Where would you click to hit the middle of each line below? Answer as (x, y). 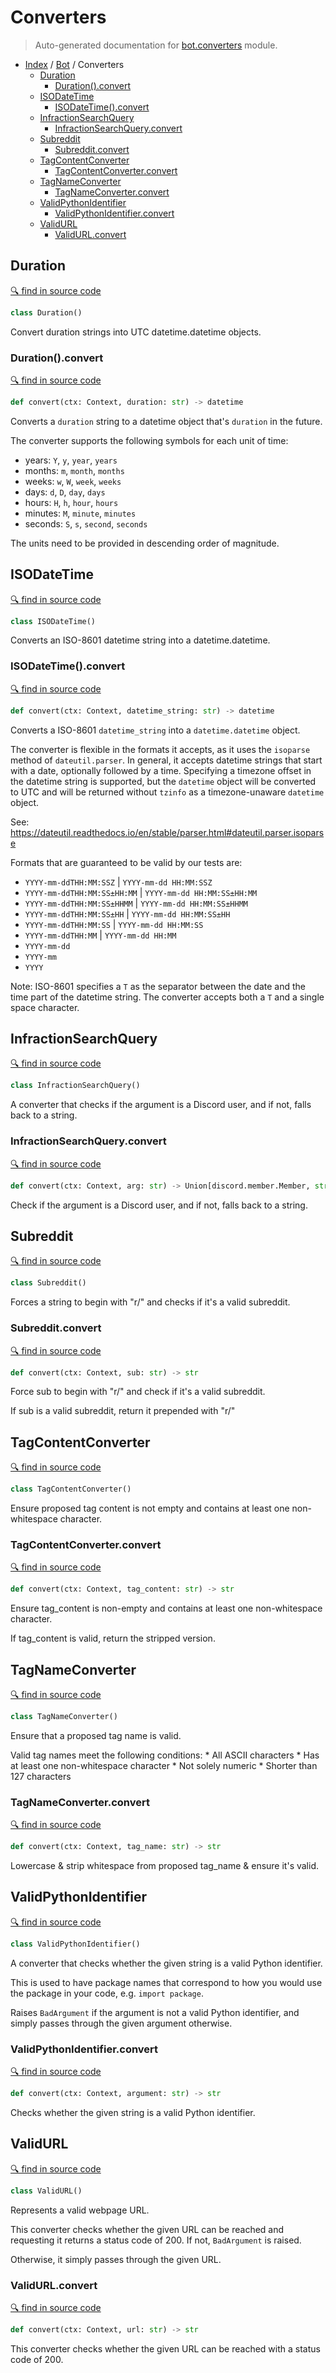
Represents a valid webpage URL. (80, 2210)
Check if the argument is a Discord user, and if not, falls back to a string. (159, 1205)
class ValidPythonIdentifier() (75, 1944)
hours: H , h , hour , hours (71, 502)
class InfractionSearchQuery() (75, 1086)
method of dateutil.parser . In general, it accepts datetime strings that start (166, 760)
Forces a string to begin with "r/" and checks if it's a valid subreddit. (150, 1302)
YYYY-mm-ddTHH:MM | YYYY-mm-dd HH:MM (100, 935)
